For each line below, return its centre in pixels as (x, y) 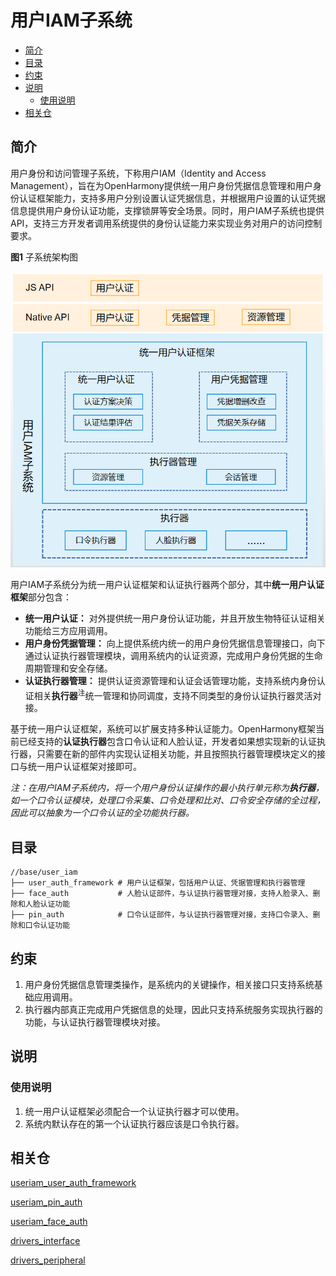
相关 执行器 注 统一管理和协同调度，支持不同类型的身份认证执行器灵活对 (177, 694)
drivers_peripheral (48, 1260)
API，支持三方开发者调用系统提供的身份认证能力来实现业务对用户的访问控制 (166, 223)
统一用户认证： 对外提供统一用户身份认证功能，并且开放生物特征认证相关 (175, 618)
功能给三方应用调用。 (68, 630)
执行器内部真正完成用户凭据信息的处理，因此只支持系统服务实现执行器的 (173, 1009)
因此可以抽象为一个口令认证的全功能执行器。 (102, 813)
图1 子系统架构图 (44, 257)
